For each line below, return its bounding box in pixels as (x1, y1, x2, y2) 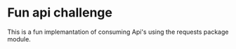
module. (7, 35, 32, 43)
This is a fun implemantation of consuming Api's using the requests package (7, 28, 229, 36)
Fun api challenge (7, 5, 112, 21)
